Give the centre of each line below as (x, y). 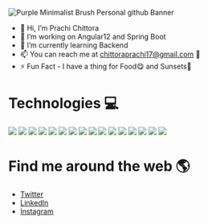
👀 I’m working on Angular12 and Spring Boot (93, 37)
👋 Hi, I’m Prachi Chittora (59, 28)
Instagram (37, 211)
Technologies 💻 (63, 104)
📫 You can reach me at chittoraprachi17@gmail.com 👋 (110, 54)
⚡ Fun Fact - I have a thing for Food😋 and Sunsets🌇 (106, 66)
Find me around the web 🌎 (99, 166)
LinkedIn (34, 202)
